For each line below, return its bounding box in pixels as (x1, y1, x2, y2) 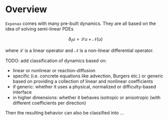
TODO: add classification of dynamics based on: (5, 57, 107, 64)
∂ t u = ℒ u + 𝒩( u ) (68, 36, 103, 43)
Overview (5, 4, 47, 15)
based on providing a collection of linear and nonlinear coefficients (12, 78, 153, 84)
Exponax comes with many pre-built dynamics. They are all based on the (5, 20, 156, 26)
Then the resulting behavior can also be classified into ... (5, 109, 124, 115)
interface (12, 89, 32, 95)
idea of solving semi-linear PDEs (5, 25, 74, 32)
